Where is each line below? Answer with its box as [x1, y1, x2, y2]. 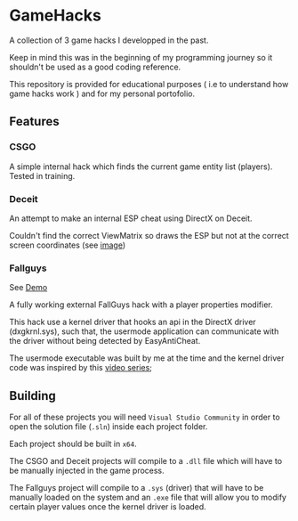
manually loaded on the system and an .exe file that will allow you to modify [9, 492, 287, 503]
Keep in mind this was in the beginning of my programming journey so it [9, 52, 273, 62]
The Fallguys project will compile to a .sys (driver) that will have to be [9, 483, 264, 493]
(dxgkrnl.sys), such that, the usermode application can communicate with [9, 326, 279, 337]
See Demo [9, 282, 48, 293]
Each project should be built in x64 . [9, 438, 137, 450]
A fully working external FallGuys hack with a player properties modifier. [9, 299, 273, 310]
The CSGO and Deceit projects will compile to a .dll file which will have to [9, 456, 283, 467]
